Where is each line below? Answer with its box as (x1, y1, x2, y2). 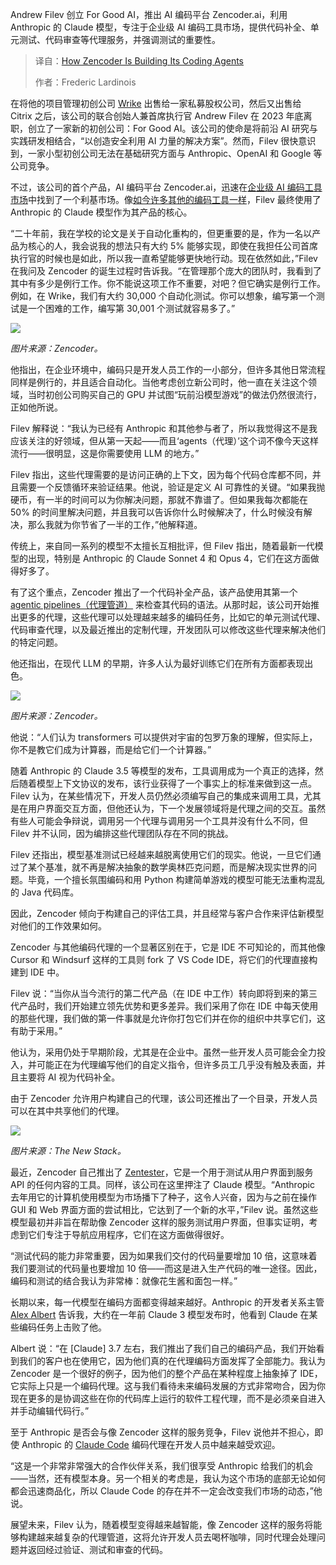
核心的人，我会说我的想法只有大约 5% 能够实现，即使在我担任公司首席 (27, 240, 318, 252)
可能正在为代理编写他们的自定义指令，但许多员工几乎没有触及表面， (36, 1059, 317, 1070)
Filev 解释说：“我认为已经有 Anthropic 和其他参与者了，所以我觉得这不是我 (10, 423, 318, 434)
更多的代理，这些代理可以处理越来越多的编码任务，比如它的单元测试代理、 (18, 611, 326, 623)
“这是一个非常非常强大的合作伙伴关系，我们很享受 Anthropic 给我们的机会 (10, 1460, 314, 1472)
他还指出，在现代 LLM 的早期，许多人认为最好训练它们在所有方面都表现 (10, 658, 305, 669)
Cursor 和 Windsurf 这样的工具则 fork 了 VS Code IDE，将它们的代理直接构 (10, 954, 318, 965)
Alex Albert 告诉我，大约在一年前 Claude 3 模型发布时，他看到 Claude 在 (10, 1309, 310, 1320)
